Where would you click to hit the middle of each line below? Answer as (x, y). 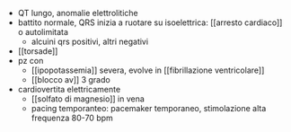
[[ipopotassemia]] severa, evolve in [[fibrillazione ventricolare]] (148, 70)
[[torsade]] (38, 51)
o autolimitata (43, 32)
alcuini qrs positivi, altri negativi (90, 41)
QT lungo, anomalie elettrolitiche (78, 13)
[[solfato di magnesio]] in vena (88, 99)
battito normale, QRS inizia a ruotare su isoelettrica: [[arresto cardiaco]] (150, 22)
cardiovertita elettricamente (69, 89)
